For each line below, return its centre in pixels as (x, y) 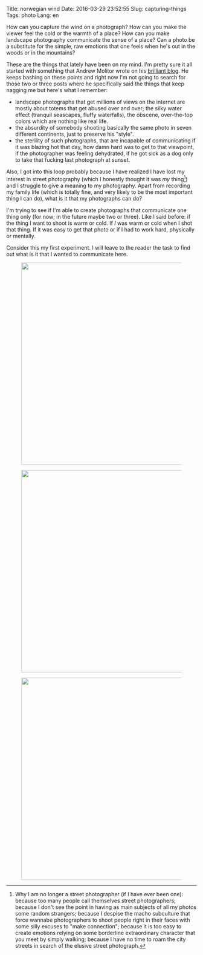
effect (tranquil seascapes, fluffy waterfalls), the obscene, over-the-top (104, 115)
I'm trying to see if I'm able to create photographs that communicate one (97, 210)
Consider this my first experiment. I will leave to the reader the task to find (98, 247)
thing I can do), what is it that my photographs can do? (74, 198)
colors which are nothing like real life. (62, 121)
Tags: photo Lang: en (33, 15)
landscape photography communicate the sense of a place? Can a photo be (101, 40)
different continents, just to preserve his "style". (74, 134)
